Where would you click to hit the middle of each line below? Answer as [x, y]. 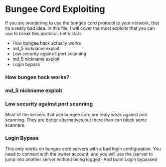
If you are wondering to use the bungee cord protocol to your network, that [82, 23]
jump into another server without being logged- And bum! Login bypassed [81, 160]
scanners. [15, 125]
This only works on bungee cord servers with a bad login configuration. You [83, 149]
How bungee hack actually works [47, 43]
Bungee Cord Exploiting [55, 9]
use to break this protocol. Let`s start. [44, 33]
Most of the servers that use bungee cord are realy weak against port [77, 115]
